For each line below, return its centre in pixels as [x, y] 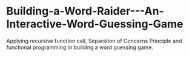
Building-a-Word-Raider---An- [85, 11]
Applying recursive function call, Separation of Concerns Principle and [94, 41]
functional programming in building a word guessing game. [80, 47]
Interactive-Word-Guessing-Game [95, 24]
